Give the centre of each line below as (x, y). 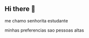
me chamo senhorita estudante (36, 20)
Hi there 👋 (20, 9)
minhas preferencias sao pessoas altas (44, 30)
